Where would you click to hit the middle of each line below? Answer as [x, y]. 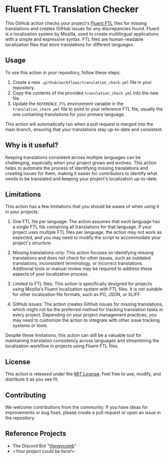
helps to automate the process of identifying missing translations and [77, 168]
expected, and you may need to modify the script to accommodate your [87, 238]
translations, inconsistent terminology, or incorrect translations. [78, 263]
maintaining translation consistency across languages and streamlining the [82, 341]
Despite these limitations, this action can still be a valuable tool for [73, 335]
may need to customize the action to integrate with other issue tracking [86, 320]
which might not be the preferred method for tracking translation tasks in [88, 310]
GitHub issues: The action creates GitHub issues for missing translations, [88, 304]
